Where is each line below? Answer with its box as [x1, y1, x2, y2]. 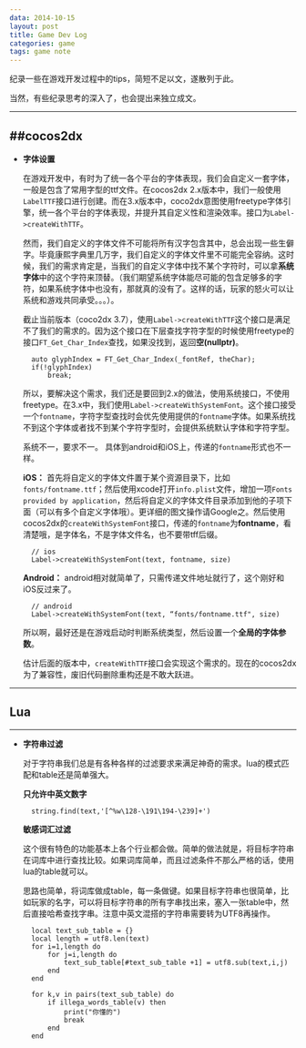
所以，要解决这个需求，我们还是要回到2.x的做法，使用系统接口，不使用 [22, 388, 291, 399]
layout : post [9, 22, 59, 31]
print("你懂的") [63, 1007, 121, 1016]
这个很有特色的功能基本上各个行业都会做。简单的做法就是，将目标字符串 [22, 843, 294, 854]
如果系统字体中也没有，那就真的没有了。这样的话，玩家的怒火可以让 [38, 283, 294, 294]
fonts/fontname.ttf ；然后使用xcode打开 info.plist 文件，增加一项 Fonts [22, 483, 293, 494]
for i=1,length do [31, 941, 101, 951]
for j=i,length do [46, 950, 117, 959]
